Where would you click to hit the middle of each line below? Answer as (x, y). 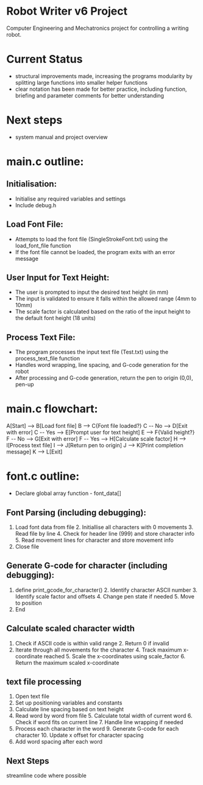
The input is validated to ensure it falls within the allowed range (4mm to (106, 299)
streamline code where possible (46, 776)
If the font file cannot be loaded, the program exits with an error (95, 252)
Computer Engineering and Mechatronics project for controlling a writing (98, 28)
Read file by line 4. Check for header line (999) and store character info (105, 533)
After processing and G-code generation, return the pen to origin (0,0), (104, 378)
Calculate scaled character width (71, 629)
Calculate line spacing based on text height (69, 709)
